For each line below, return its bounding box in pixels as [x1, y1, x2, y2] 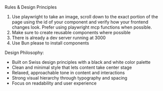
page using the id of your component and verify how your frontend [11, 19, 149, 25]
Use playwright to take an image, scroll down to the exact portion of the [11, 14, 158, 19]
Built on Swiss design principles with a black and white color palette [11, 59, 151, 65]
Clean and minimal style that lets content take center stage [11, 64, 132, 70]
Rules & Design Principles [4, 4, 57, 10]
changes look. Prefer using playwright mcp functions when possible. [11, 24, 152, 30]
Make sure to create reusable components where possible [11, 30, 131, 35]
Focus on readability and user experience [11, 80, 97, 86]
